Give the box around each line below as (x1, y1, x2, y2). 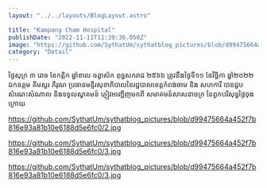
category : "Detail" (8, 48, 73, 56)
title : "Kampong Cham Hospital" (8, 25, 115, 34)
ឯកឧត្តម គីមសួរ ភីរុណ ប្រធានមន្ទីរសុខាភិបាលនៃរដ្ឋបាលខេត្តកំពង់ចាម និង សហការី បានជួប (8, 80, 244, 90)
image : (8, 40, 30, 48)
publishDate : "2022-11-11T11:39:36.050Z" (8, 33, 148, 41)
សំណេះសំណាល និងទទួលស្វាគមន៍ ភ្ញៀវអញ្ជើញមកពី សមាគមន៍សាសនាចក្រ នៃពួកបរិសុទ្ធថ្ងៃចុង (8, 89, 254, 99)
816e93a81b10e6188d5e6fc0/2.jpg (8, 123, 122, 132)
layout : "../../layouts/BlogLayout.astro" (8, 11, 151, 20)
